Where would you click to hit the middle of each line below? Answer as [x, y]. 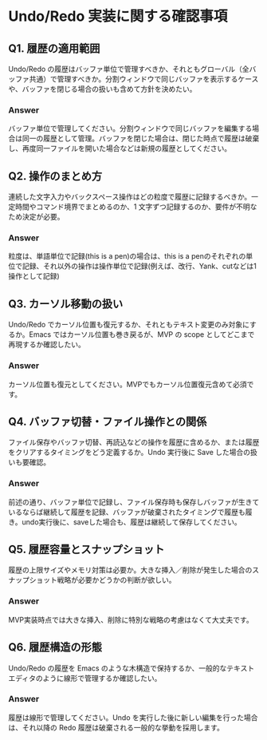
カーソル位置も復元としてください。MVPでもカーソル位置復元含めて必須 [128, 384]
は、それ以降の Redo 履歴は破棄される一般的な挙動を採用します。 [116, 727]
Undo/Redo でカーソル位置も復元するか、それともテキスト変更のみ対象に [129, 325]
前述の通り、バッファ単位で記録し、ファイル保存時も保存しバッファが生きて [134, 502]
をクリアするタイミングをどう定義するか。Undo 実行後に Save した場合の [130, 453]
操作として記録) [34, 276]
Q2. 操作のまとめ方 [55, 176]
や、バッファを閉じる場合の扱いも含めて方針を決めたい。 [102, 89]
